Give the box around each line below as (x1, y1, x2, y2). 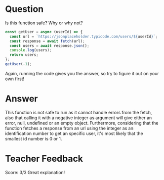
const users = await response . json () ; (9, 43, 90, 48)
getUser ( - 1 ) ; (5, 62, 32, 67)
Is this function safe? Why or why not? (5, 20, 83, 26)
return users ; (9, 52, 39, 57)
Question (5, 3, 43, 15)
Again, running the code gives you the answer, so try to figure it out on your (5, 70, 159, 76)
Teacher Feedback (5, 153, 83, 164)
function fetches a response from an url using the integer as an (5, 125, 133, 131)
